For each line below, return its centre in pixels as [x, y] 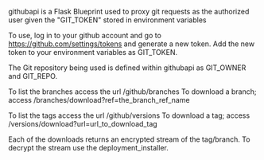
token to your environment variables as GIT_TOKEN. [93, 52]
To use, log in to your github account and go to [85, 35]
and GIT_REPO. [33, 76]
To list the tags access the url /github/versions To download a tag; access [129, 115]
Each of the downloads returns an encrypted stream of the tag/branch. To [129, 139]
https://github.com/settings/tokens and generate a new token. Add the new [132, 44]
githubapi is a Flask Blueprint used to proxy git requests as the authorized [129, 12]
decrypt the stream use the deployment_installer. [88, 148]
